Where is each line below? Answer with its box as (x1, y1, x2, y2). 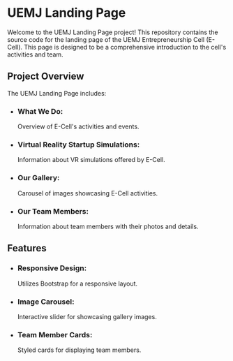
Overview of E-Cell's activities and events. (17, 122, 140, 131)
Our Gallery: (17, 173, 60, 183)
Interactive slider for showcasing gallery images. (17, 312, 157, 321)
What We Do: (17, 106, 63, 116)
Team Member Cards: (17, 330, 93, 339)
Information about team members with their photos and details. (17, 222, 199, 230)
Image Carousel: (17, 297, 75, 307)
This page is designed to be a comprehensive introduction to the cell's (24, 43, 227, 51)
